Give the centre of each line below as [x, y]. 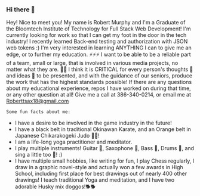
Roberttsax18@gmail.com [38, 101]
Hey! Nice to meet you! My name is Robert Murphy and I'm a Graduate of [96, 23]
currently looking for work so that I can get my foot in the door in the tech [96, 35]
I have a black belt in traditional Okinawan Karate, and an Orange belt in [103, 129]
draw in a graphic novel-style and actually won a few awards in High [99, 167]
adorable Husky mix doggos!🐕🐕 [55, 186]
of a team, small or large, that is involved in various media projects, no [92, 63]
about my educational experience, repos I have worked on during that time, [99, 88]
